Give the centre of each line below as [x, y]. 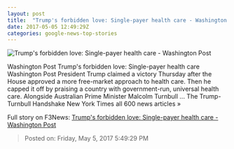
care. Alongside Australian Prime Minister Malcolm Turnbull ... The [103, 97]
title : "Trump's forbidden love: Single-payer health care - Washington [117, 20]
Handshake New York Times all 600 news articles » [106, 104]
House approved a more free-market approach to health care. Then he [109, 82]
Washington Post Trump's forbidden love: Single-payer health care [103, 66]
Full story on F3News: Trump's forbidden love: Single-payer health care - [113, 118]
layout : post [26, 14]
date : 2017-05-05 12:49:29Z [48, 27]
